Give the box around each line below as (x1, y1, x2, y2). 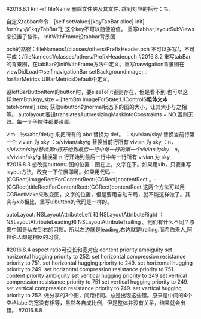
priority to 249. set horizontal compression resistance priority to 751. (6, 266, 175, 272)
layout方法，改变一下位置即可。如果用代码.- (6, 168, 115, 175)
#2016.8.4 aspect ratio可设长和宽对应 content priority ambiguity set (6, 246, 172, 253)
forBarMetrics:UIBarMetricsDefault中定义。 (6, 75, 113, 83)
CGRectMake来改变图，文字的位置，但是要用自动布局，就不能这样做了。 (6, 191, 185, 198)
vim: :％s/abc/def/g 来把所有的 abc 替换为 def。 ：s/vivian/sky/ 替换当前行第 (6, 131, 195, 138)
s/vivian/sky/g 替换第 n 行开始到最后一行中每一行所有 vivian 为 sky (6, 153, 170, 160)
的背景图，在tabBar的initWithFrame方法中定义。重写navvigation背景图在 (6, 60, 185, 68)
